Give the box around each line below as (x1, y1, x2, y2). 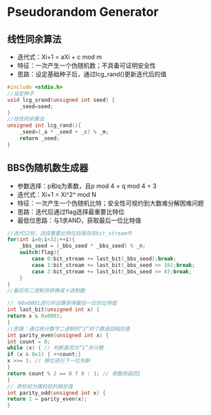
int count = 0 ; (7, 338, 51, 345)
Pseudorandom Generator (7, 4, 159, 20)
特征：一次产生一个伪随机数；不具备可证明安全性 (16, 61, 156, 70)
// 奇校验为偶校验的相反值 (7, 383, 74, 390)
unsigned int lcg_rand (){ (7, 122, 81, 129)
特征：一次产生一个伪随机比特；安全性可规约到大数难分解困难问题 (16, 199, 204, 207)
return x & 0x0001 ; (7, 312, 63, 320)
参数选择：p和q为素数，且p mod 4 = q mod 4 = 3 (16, 182, 157, 190)
